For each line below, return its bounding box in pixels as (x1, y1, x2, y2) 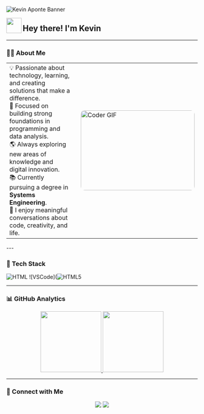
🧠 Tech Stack (6, 259, 46, 268)
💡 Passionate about (9, 64, 65, 72)
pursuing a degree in (9, 183, 69, 192)
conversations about (9, 214, 68, 222)
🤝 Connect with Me (6, 387, 64, 396)
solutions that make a (9, 86, 70, 95)
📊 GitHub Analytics (6, 295, 66, 303)
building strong (9, 110, 53, 118)
